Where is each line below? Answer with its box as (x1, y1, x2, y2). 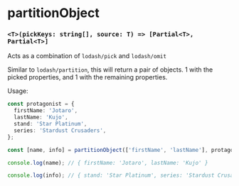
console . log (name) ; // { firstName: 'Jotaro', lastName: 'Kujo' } (7, 159, 208, 166)
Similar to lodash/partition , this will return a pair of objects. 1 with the (7, 65, 213, 74)
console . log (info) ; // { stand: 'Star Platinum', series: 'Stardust (7, 172, 215, 179)
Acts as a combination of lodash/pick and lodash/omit (7, 52, 167, 60)
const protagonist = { (7, 101, 75, 108)
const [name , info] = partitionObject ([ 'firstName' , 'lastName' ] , (7, 146, 208, 153)
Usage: (7, 87, 28, 95)
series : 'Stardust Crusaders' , (14, 126, 107, 134)
